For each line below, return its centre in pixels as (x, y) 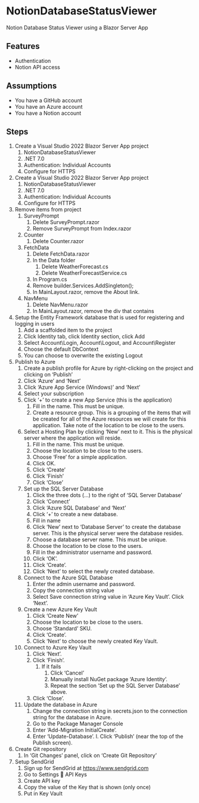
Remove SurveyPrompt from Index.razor (82, 229)
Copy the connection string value (73, 590)
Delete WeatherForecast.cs (75, 266)
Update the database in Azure (60, 705)
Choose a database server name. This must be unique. (100, 540)
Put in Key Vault (43, 793)
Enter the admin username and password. (84, 584)
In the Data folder (54, 260)
